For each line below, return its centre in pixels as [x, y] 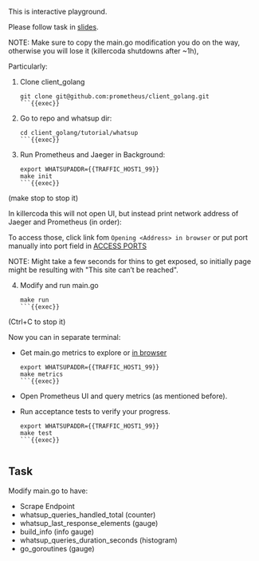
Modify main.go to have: [48, 491]
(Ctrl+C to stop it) [37, 322]
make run [34, 300]
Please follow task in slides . [53, 27]
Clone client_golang [52, 82]
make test [36, 433]
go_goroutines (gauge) [57, 548]
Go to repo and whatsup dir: [66, 118]
